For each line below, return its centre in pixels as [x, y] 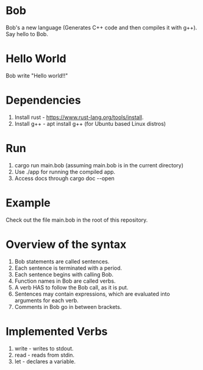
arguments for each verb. [46, 300]
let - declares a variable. [45, 361]
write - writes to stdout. [44, 348]
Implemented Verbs [57, 331]
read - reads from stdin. [44, 355]
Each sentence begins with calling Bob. [64, 274]
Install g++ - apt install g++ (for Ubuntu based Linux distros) [90, 123]
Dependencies [43, 100]
